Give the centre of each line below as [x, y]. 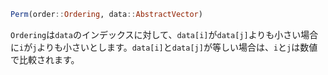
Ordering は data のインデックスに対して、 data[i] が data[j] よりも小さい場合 [164, 34]
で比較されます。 [45, 59]
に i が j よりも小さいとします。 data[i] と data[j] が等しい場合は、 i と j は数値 [164, 47]
